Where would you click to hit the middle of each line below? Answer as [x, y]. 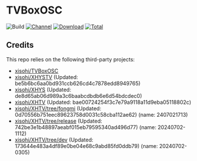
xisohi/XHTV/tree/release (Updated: [58, 121]
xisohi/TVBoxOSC [36, 71]
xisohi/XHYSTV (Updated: [46, 77]
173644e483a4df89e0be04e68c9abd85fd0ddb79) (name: [86, 146]
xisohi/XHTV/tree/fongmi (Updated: [58, 108]
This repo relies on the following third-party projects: [70, 59]
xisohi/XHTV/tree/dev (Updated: [54, 140]
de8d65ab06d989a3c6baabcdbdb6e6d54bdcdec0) [78, 96]
